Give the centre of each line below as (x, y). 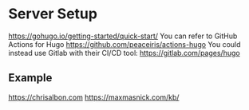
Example (30, 78)
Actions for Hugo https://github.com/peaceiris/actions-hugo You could (125, 44)
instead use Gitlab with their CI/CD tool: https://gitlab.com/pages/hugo (125, 53)
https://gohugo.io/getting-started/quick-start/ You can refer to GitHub (123, 36)
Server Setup (53, 14)
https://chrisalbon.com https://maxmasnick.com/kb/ (94, 97)
